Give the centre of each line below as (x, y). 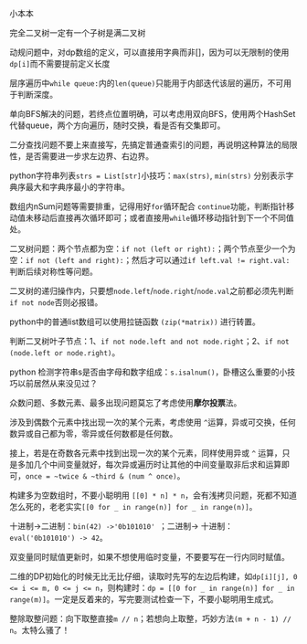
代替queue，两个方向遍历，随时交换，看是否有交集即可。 (117, 125)
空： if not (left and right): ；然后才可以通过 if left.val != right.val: (150, 260)
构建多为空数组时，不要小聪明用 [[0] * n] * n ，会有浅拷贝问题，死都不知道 (153, 495)
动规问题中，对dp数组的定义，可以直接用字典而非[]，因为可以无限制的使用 (149, 52)
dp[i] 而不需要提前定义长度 (60, 63)
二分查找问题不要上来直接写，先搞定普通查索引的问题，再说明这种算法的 (145, 145)
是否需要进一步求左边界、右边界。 (89, 156)
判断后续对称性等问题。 (53, 271)
